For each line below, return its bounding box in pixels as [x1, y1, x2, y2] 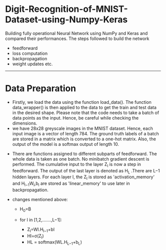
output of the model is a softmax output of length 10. [12, 141, 120, 147]
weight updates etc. [12, 61, 53, 67]
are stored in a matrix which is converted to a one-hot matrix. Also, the [12, 136, 157, 142]
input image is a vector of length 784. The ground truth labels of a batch [12, 130, 159, 136]
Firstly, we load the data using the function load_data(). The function [12, 99, 152, 105]
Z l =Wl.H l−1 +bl [27, 226, 55, 233]
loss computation [12, 50, 48, 56]
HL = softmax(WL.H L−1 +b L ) [27, 239, 83, 247]
